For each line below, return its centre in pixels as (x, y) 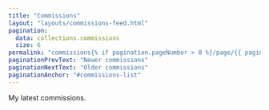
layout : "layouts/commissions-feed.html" (78, 23)
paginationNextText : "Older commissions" (78, 68)
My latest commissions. (47, 97)
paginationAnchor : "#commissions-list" (75, 75)
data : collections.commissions (68, 38)
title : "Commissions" (44, 16)
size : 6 (28, 45)
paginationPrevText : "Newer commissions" (78, 61)
